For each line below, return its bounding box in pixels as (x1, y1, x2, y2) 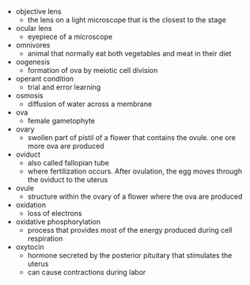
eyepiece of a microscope (27, 32, 113, 41)
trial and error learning (27, 82, 101, 92)
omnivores (15, 40, 51, 50)
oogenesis (15, 57, 50, 66)
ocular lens (15, 24, 53, 32)
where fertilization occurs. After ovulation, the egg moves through (27, 166, 243, 176)
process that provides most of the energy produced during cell (27, 226, 233, 234)
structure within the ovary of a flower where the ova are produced (27, 192, 243, 201)
